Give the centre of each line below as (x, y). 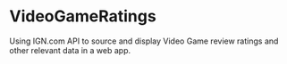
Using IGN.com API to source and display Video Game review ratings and (144, 41)
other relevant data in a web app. (70, 50)
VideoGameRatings (83, 16)
